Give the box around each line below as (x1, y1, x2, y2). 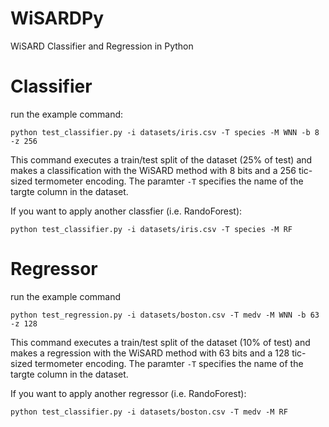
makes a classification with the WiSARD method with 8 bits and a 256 (10, 164, 297, 176)
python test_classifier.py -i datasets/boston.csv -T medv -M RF (10, 407, 288, 417)
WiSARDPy (10, 7, 105, 30)
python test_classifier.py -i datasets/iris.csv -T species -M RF (10, 224, 293, 234)
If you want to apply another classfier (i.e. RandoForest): (10, 205, 243, 217)
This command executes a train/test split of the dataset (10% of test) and (10, 336, 311, 348)
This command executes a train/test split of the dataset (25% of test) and (10, 153, 313, 166)
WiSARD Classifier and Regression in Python (10, 40, 194, 52)
